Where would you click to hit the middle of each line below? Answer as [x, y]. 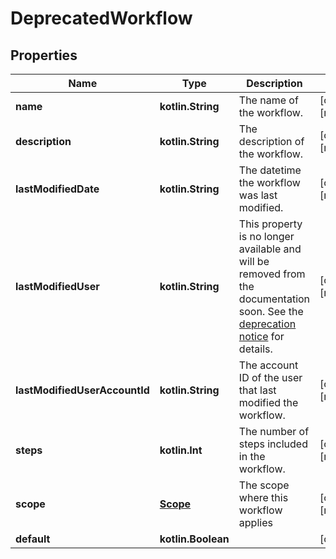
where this [263, 497]
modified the [268, 402]
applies [255, 522]
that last [257, 390]
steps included [273, 444]
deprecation [267, 324]
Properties [44, 55]
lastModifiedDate [57, 189]
